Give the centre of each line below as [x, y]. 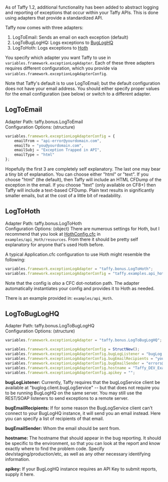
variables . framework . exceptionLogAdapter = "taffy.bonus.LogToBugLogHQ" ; [84, 340]
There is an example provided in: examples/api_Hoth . [59, 298]
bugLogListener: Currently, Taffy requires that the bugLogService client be [83, 382]
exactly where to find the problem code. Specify [55, 448]
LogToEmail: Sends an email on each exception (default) [70, 37]
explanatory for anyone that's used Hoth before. [55, 244]
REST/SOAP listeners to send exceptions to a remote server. [67, 398]
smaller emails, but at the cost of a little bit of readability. [63, 196]
